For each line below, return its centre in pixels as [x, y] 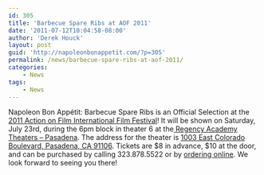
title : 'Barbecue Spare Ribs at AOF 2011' [80, 23]
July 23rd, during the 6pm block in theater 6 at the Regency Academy [123, 129]
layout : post [30, 45]
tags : [17, 82]
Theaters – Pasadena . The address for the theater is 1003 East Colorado [127, 138]
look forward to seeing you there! [63, 163]
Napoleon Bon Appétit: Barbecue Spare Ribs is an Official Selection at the [129, 112]
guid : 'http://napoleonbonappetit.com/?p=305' [87, 52]
